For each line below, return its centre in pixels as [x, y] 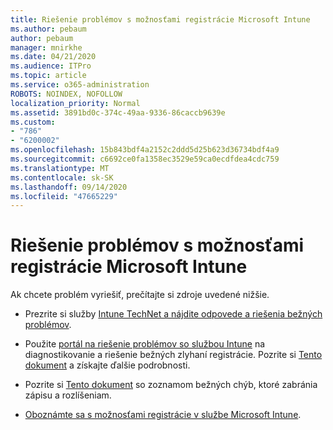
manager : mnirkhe [46, 47]
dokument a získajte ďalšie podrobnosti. [107, 365]
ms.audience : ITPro [51, 66]
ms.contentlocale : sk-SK [62, 177]
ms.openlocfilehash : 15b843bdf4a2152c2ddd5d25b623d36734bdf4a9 [145, 150]
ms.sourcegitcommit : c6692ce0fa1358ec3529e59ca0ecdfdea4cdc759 [145, 159]
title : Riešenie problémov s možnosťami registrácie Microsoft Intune [160, 19]
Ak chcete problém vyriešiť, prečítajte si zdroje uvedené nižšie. [140, 295]
